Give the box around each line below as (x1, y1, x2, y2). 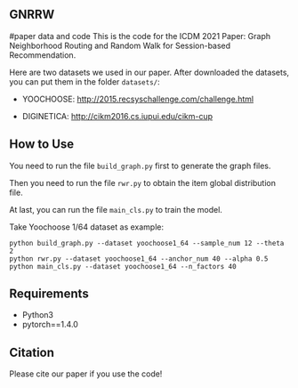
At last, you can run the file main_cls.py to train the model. (9, 204, 222, 214)
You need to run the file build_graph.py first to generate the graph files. (9, 160, 271, 171)
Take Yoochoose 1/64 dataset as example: (9, 222, 165, 232)
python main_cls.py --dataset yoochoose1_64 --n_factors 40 (9, 262, 238, 271)
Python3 (21, 310, 53, 320)
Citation (9, 344, 55, 360)
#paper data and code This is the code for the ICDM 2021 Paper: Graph (9, 30, 271, 41)
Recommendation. (9, 49, 77, 61)
